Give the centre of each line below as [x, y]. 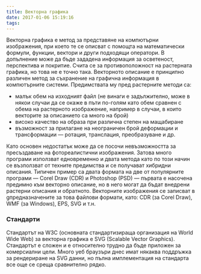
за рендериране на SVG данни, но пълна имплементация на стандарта [98, 258]
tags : [13, 23]
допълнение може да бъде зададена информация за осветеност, [90, 59]
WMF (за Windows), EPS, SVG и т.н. [51, 204]
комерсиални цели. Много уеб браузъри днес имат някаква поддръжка [99, 251]
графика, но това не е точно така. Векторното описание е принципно [95, 72]
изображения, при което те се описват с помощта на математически [95, 46]
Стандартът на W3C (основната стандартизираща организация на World [100, 233]
